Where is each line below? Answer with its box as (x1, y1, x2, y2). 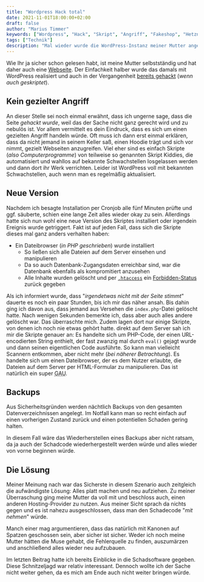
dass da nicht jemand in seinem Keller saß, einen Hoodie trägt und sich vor (6, 138, 194, 146)
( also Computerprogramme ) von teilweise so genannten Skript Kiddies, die (6, 151, 194, 158)
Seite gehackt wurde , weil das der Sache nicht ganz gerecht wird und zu (6, 119, 188, 126)
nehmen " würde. (6, 513, 49, 521)
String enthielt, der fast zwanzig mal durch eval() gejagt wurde (38, 337, 197, 345)
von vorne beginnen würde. (6, 447, 76, 455)
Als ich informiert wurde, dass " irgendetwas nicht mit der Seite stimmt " (6, 292, 184, 299)
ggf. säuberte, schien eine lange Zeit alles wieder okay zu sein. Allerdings (6, 211, 190, 218)
